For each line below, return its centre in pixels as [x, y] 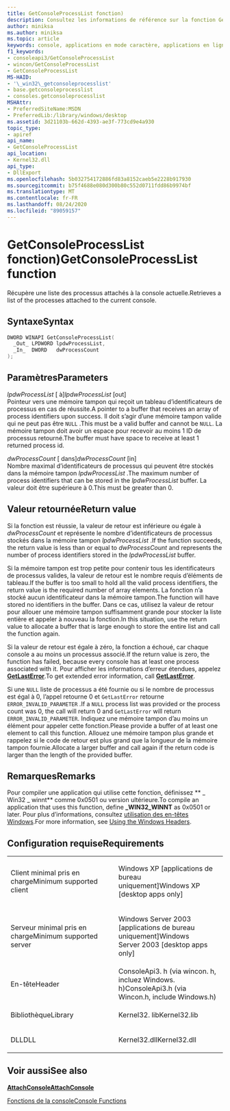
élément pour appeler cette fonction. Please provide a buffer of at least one [112, 725]
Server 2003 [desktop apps [163, 945]
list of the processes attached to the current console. [82, 300]
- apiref [20, 134]
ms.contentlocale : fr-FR [42, 198]
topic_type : [24, 128]
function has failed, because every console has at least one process [103, 661]
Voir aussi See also [47, 1071]
